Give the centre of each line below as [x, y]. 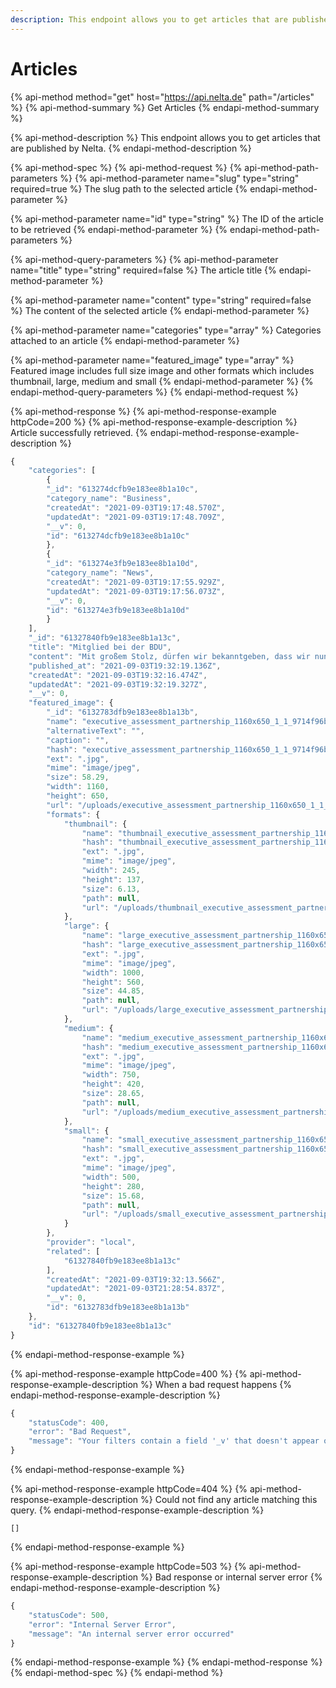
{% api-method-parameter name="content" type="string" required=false [161, 300]
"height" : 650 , [78, 796]
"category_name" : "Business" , [109, 499]
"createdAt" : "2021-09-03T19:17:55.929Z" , [136, 582]
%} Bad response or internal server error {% [231, 1577]
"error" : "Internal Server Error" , [102, 1624]
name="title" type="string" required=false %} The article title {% [143, 270]
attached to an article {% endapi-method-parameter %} [125, 340]
